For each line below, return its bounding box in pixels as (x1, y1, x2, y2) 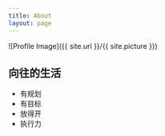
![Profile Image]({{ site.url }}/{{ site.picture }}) (8, 41, 158, 50)
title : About (8, 11, 52, 20)
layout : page (8, 19, 52, 27)
